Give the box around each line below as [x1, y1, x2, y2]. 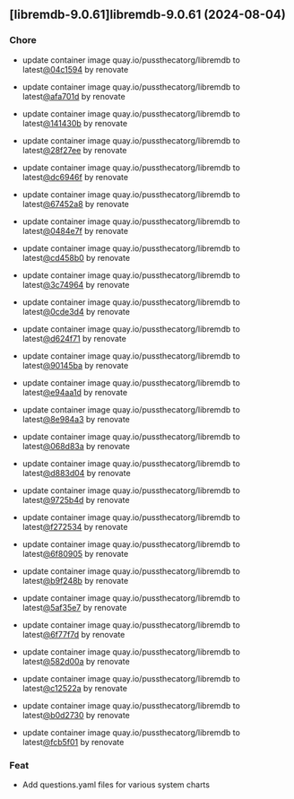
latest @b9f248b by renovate [22, 575, 129, 586]
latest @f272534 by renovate [22, 521, 128, 532]
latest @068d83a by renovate [22, 440, 130, 451]
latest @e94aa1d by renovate [22, 386, 128, 397]
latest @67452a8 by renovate [22, 198, 130, 209]
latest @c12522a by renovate [22, 682, 128, 693]
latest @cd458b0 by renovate [22, 252, 131, 263]
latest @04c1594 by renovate [22, 64, 129, 74]
